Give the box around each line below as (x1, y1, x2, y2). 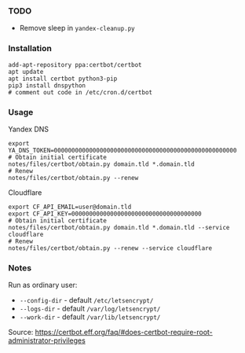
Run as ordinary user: (8, 281, 78, 290)
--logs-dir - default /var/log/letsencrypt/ (19, 304, 161, 314)
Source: (8, 328, 34, 337)
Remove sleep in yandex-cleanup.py (19, 24, 135, 33)
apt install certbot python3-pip (8, 75, 118, 83)
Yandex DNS (8, 124, 49, 134)
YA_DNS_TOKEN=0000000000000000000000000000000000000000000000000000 (8, 146, 237, 154)
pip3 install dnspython (8, 81, 86, 90)
